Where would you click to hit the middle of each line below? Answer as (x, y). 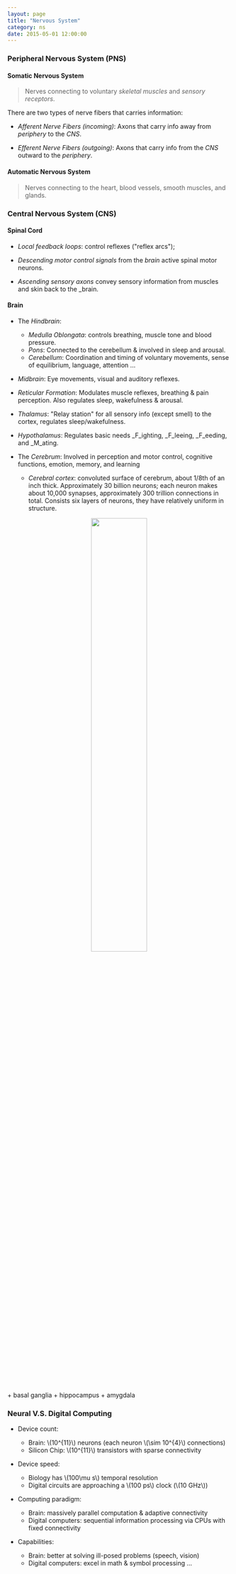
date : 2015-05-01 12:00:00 (47, 34)
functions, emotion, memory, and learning (79, 464)
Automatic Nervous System (49, 171)
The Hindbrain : (39, 321)
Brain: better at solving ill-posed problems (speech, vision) (114, 1556)
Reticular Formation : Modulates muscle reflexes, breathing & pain (113, 393)
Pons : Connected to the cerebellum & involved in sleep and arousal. (127, 350)
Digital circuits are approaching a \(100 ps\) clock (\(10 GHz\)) (118, 1485)
